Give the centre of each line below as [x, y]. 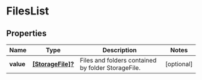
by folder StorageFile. [110, 68]
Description [120, 50]
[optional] [179, 64]
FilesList [28, 11]
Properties [26, 33]
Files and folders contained [118, 60]
